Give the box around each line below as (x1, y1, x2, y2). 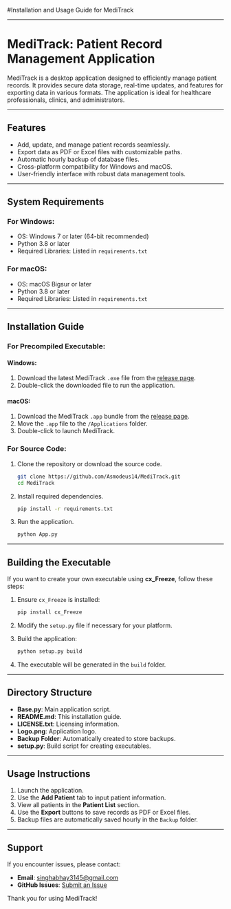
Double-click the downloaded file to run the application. (16, 382, 175, 390)
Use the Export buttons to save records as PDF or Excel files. (16, 808, 191, 817)
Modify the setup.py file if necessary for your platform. (16, 621, 173, 629)
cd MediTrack (16, 479, 55, 486)
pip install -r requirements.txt (16, 505, 113, 512)
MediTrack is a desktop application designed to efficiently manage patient (7, 74, 217, 82)
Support (7, 842, 43, 853)
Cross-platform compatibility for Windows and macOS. (16, 162, 173, 171)
